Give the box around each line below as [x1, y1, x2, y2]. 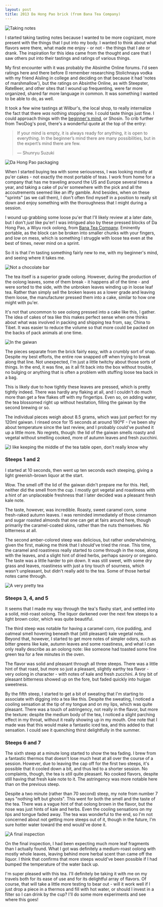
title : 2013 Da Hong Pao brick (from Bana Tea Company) [5, 12, 121, 17]
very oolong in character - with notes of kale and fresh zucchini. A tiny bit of [5, 671, 158, 677]
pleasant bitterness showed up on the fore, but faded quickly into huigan [5, 676, 151, 682]
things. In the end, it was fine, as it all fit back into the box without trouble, [5, 364, 153, 370]
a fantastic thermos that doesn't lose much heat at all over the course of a [5, 756, 153, 761]
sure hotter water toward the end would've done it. [5, 822, 107, 828]
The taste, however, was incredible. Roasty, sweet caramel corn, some [5, 507, 147, 513]
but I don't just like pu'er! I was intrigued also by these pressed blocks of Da [5, 220, 157, 225]
